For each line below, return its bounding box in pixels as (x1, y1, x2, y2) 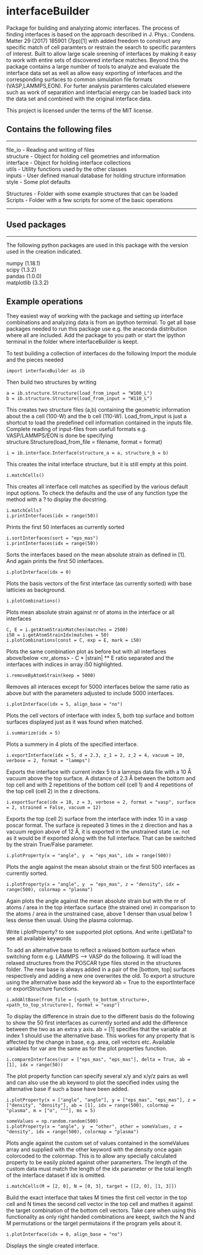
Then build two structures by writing (6, 378, 97, 386)
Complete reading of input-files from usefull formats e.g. (6, 426, 147, 433)
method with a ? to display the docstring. (6, 496, 108, 503)
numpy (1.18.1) (6, 259, 41, 267)
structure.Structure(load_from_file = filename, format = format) (6, 438, 163, 446)
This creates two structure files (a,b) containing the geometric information (6, 406, 190, 413)
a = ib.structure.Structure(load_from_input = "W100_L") (6, 390, 153, 397)
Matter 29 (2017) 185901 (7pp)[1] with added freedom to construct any (6, 37, 181, 44)
